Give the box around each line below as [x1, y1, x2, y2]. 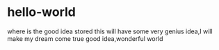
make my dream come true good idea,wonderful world [7, 34, 163, 42]
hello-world [7, 4, 76, 20]
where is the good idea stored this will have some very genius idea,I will [7, 27, 213, 35]
